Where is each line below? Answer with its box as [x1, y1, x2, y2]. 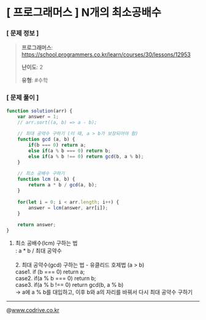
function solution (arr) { [6, 108, 72, 114]
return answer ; [17, 222, 56, 228]
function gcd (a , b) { [17, 136, 75, 143]
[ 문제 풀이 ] [6, 93, 39, 102]
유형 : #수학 [21, 77, 48, 84]
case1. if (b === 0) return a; [15, 268, 85, 276]
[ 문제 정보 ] [6, 29, 39, 37]
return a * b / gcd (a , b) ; [28, 182, 97, 188]
